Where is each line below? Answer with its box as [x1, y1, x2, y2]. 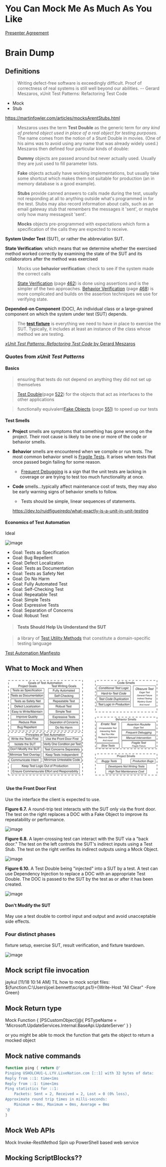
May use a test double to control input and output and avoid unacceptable [5, 913, 156, 919]
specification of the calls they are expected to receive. [17, 226, 129, 232]
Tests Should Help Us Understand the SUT [17, 624, 107, 630]
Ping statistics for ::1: [5, 1086, 58, 1091]
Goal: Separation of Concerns [12, 607, 73, 613]
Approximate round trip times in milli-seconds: [5, 1097, 108, 1102]
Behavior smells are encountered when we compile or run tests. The [12, 449, 153, 455]
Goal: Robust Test [12, 613, 49, 619]
